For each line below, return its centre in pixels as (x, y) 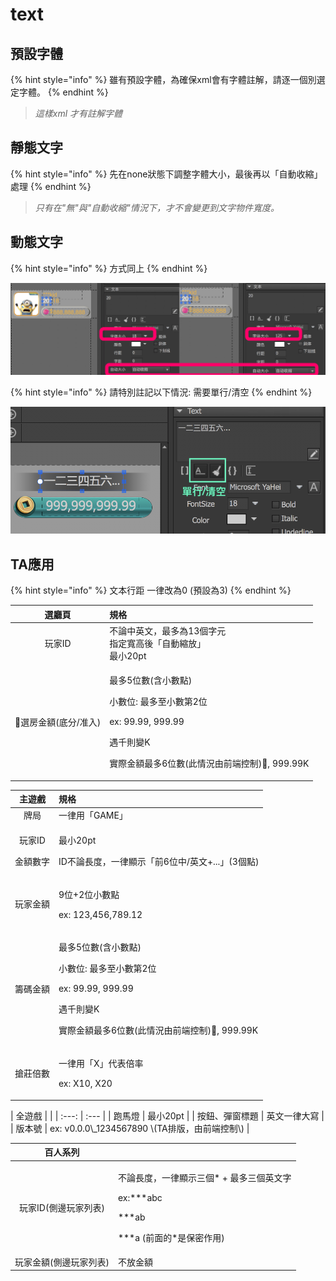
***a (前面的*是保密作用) (171, 1237)
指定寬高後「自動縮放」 (158, 643)
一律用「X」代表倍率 (101, 1064)
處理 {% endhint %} (51, 186)
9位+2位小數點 (89, 894)
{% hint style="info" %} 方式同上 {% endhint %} (109, 268)
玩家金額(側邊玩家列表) (62, 1262)
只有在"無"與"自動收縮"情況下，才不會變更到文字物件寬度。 (157, 207)
